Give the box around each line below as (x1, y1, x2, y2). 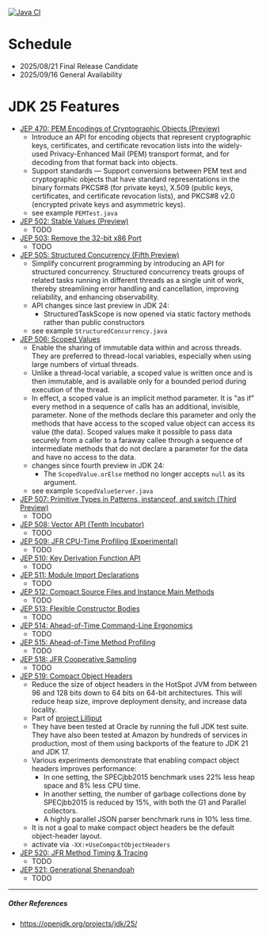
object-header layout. (31, 831, 103, 840)
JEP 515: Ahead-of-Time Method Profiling (19, 637, 156, 647)
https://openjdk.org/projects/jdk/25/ (19, 919, 138, 928)
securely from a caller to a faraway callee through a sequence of (31, 435, 243, 445)
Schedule (8, 36, 73, 53)
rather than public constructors (43, 317, 145, 327)
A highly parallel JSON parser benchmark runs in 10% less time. (43, 814, 252, 823)
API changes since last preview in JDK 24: (31, 300, 170, 310)
